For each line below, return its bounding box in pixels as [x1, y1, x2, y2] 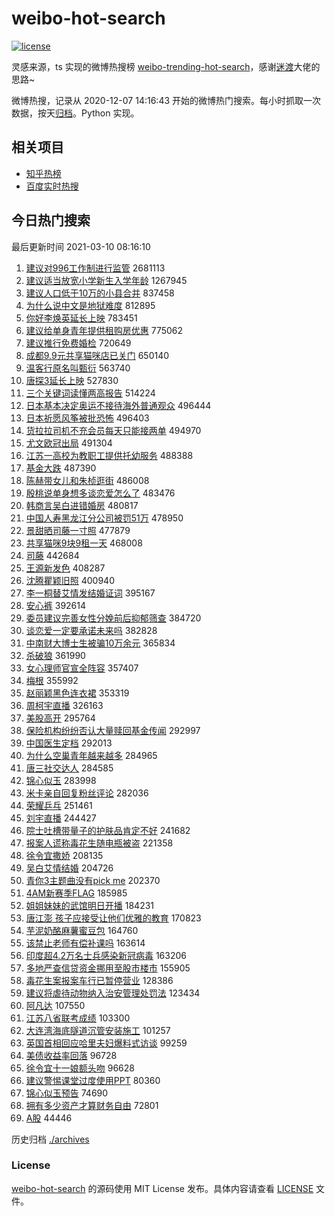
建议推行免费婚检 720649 [25, 337, 132, 349]
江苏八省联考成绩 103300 [25, 1012, 131, 1024]
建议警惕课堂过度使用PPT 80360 [25, 1074, 161, 1086]
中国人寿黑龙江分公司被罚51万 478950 [25, 512, 184, 524]
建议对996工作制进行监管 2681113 [25, 262, 166, 274]
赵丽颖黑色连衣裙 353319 [25, 687, 130, 699]
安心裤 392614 [25, 599, 87, 611]
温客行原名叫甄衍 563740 [25, 362, 131, 374]
